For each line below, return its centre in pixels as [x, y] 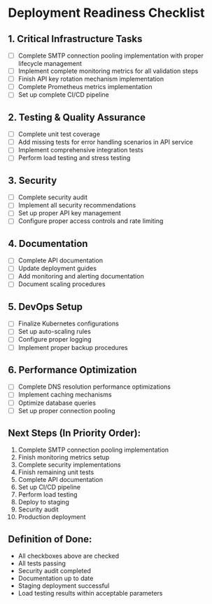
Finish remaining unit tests [56, 472]
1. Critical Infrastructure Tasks [75, 39]
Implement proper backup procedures [73, 347]
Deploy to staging [43, 502]
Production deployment [52, 517]
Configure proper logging [55, 340]
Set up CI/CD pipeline [49, 487]
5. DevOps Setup [45, 307]
